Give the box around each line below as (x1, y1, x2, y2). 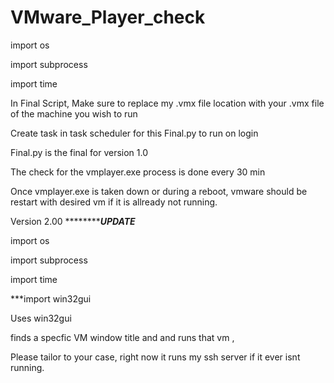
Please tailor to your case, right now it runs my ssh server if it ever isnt (10, 351, 301, 363)
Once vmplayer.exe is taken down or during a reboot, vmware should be (10, 185, 308, 197)
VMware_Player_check (10, 6, 206, 29)
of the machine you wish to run (10, 107, 138, 120)
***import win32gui (10, 292, 92, 305)
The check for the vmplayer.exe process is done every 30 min (10, 166, 266, 178)
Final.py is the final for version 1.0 (10, 146, 149, 158)
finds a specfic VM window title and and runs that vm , (10, 331, 235, 343)
